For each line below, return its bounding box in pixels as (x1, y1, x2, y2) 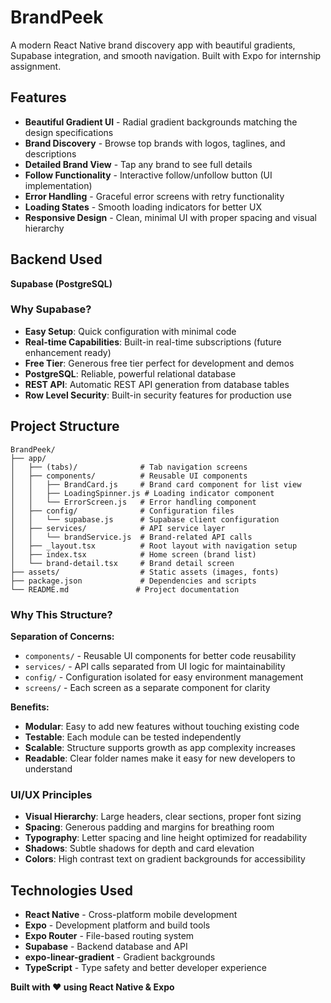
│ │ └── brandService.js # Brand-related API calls (10, 532, 253, 542)
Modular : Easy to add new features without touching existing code (24, 720, 300, 732)
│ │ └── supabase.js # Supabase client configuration (10, 514, 280, 525)
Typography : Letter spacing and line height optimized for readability (24, 832, 308, 844)
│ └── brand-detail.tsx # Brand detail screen (10, 558, 235, 568)
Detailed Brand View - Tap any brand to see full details (24, 158, 253, 170)
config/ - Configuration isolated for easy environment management (24, 671, 304, 683)
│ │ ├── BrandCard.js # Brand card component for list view (10, 479, 302, 490)
